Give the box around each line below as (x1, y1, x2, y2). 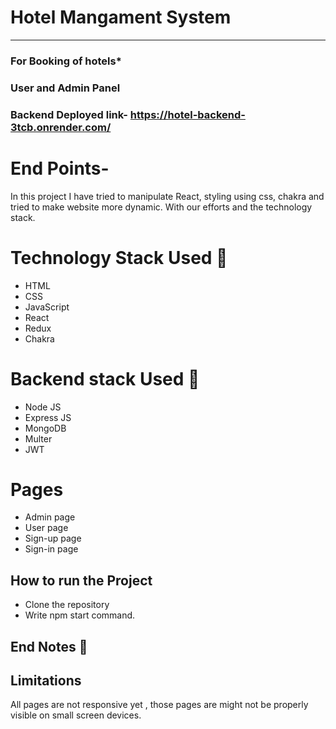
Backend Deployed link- (10, 107, 128, 121)
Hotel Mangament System (10, 6, 232, 29)
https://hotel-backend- (129, 107, 246, 121)
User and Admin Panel (10, 81, 121, 95)
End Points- (10, 157, 110, 180)
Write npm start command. (24, 609, 136, 621)
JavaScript (24, 301, 70, 313)
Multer (24, 432, 53, 445)
